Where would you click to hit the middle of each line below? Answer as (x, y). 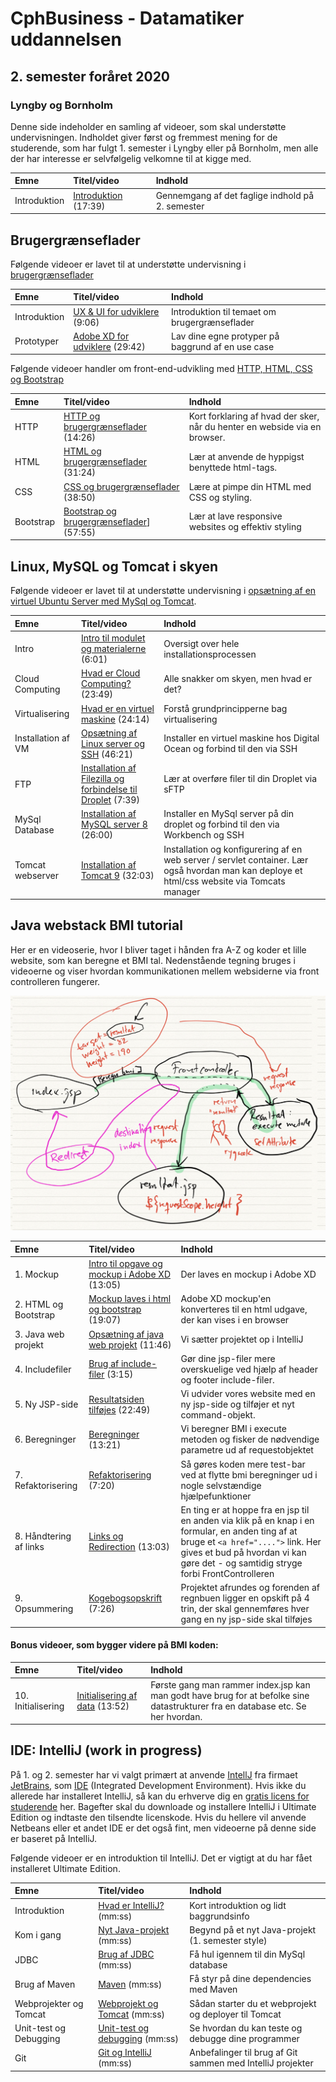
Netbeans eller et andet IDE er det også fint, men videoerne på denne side (163, 1828)
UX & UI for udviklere (116, 311)
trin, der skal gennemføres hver (245, 1609)
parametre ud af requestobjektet (247, 1450)
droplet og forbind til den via (221, 824)
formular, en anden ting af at (239, 1531)
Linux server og (112, 743)
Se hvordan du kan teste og (246, 2028)
